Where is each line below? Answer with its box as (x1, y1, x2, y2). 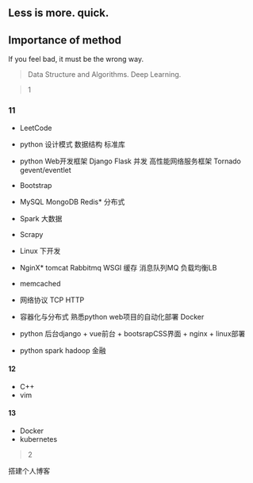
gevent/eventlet (19, 165, 71, 174)
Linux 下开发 (19, 246, 61, 255)
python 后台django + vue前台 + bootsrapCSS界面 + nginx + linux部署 (19, 328, 246, 338)
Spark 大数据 (19, 213, 63, 223)
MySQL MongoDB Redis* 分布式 (19, 197, 125, 206)
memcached (19, 278, 61, 288)
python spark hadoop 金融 (19, 345, 106, 355)
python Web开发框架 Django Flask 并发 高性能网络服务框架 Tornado (19, 156, 242, 166)
